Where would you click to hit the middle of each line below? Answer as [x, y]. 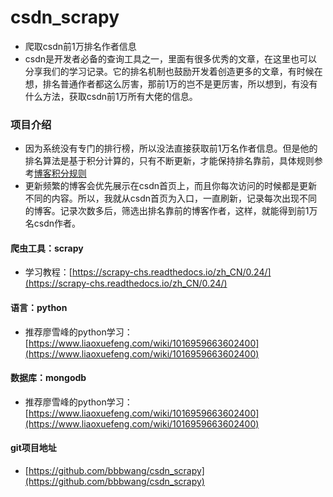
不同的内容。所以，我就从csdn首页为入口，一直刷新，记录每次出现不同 [171, 198]
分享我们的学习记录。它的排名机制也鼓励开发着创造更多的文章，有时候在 [173, 71]
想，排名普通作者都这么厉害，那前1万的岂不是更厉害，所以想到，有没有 [171, 83]
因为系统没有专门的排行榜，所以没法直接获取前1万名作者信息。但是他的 [171, 148]
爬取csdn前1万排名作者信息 [80, 46]
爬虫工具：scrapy [47, 248]
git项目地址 [33, 448]
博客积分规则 [60, 173]
